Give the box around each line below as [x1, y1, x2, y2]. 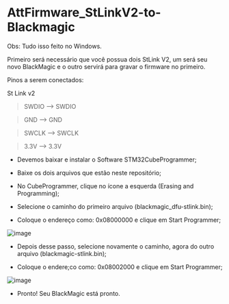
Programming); [16, 189, 59, 197]
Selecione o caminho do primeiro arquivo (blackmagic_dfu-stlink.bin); [16, 202, 213, 210]
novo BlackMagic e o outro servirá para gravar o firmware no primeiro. [7, 62, 206, 71]
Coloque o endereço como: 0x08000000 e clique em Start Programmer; [16, 216, 221, 224]
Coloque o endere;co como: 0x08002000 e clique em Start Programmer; [16, 262, 224, 271]
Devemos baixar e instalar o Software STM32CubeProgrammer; [16, 155, 197, 164]
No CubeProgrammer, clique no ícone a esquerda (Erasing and [16, 181, 194, 190]
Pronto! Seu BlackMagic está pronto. [16, 289, 121, 297]
